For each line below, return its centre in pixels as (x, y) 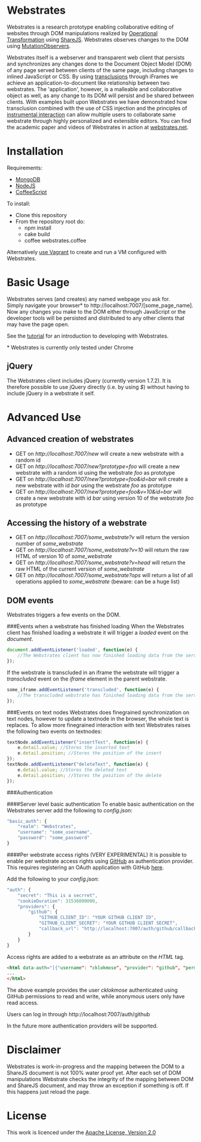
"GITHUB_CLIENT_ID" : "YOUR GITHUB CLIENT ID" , (98, 918)
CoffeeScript (31, 192)
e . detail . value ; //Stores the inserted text (74, 748)
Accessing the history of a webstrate (77, 523)
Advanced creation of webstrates (70, 439)
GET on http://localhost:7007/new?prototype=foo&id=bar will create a (102, 479)
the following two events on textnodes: (54, 731)
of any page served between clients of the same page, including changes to (100, 70)
